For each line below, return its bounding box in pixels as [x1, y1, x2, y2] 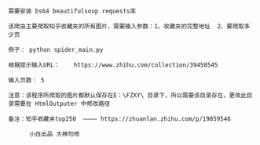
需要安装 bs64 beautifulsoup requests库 [8, 7, 136, 15]
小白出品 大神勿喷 [28, 130, 80, 138]
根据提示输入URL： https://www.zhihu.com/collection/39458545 [8, 61, 218, 69]
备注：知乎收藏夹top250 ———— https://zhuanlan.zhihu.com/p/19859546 [8, 115, 232, 123]
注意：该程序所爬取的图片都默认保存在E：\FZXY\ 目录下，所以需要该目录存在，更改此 [8, 92, 247, 100]
